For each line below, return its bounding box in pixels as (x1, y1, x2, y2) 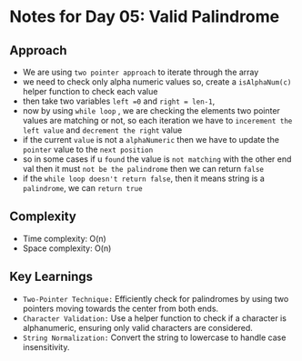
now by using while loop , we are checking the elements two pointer (22, 105, 280, 115)
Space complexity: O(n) (22, 243, 112, 254)
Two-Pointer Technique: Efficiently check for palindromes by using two (22, 293, 289, 304)
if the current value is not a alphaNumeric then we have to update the (22, 135, 280, 145)
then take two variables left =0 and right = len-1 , (22, 95, 216, 106)
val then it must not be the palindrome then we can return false (22, 164, 264, 174)
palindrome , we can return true (22, 183, 143, 193)
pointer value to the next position (22, 144, 154, 155)
